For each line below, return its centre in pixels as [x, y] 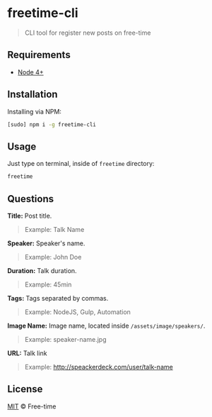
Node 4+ [30, 72]
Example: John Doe [53, 257]
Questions [31, 199]
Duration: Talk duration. [42, 270]
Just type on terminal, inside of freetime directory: [81, 164]
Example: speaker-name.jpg [66, 339]
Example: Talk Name [54, 229]
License [25, 389]
